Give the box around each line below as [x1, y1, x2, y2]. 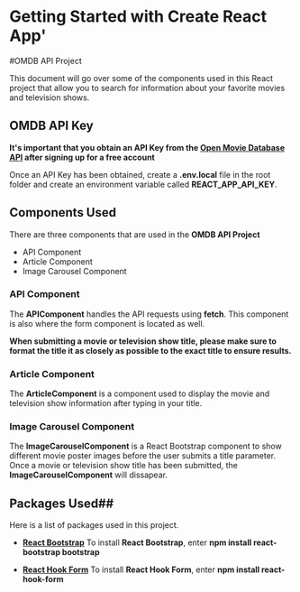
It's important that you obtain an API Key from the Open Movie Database [9, 142, 286, 153]
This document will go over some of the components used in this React [9, 72, 273, 83]
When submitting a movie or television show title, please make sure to [9, 336, 277, 347]
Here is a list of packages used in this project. [9, 520, 179, 531]
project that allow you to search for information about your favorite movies [9, 82, 286, 93]
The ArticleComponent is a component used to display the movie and [9, 388, 270, 399]
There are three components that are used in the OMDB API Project [9, 228, 260, 240]
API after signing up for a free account [9, 152, 155, 162]
